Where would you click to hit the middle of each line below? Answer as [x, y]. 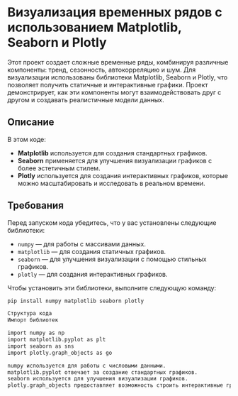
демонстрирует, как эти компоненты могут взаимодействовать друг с [114, 92]
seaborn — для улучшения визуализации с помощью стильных [112, 259]
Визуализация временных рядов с [115, 12]
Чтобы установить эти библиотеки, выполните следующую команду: [112, 287]
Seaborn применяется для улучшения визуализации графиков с [115, 160]
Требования [35, 205]
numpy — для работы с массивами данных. [82, 244]
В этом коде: [27, 139]
